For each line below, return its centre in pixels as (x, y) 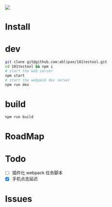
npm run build (19, 117)
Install (18, 27)
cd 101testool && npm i (29, 67)
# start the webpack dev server (38, 80)
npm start (15, 75)
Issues (19, 199)
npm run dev (17, 85)
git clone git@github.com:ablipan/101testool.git (56, 62)
